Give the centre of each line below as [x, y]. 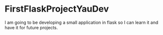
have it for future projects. [31, 27]
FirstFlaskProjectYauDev [57, 9]
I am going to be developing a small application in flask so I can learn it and [81, 22]
